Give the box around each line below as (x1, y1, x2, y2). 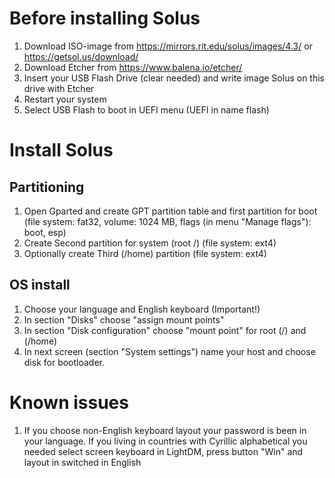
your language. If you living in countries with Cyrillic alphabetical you (23, 435, 308, 447)
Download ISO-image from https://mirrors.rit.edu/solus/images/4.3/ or (23, 40, 313, 52)
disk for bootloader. (23, 356, 106, 368)
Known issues (9, 391, 129, 414)
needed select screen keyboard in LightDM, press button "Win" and (23, 445, 304, 457)
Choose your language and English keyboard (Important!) (23, 303, 261, 315)
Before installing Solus (9, 7, 201, 30)
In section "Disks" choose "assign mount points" (23, 313, 225, 326)
